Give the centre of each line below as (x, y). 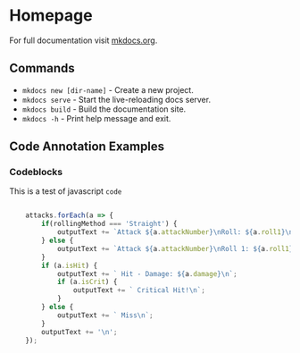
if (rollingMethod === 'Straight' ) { (109, 224)
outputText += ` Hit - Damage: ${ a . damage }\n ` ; (147, 273)
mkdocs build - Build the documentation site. (104, 109)
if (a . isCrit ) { (87, 282)
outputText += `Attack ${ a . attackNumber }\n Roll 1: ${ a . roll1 (173, 248)
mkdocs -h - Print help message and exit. (96, 118)
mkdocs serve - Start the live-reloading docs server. (117, 99)
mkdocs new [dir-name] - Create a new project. (108, 89)
